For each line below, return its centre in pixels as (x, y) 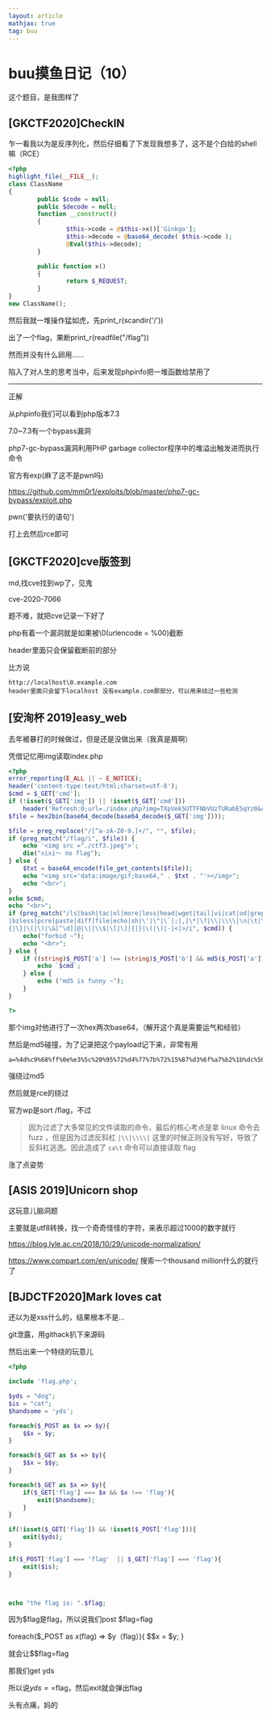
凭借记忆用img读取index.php (56, 755)
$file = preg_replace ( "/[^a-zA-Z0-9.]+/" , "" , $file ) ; (102, 831)
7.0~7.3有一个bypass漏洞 (50, 431)
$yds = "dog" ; (32, 1396)
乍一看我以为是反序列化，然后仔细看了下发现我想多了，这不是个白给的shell (133, 144)
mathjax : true (32, 23)
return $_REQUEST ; (97, 281)
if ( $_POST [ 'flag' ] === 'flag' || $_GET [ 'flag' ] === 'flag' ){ (115, 1559)
